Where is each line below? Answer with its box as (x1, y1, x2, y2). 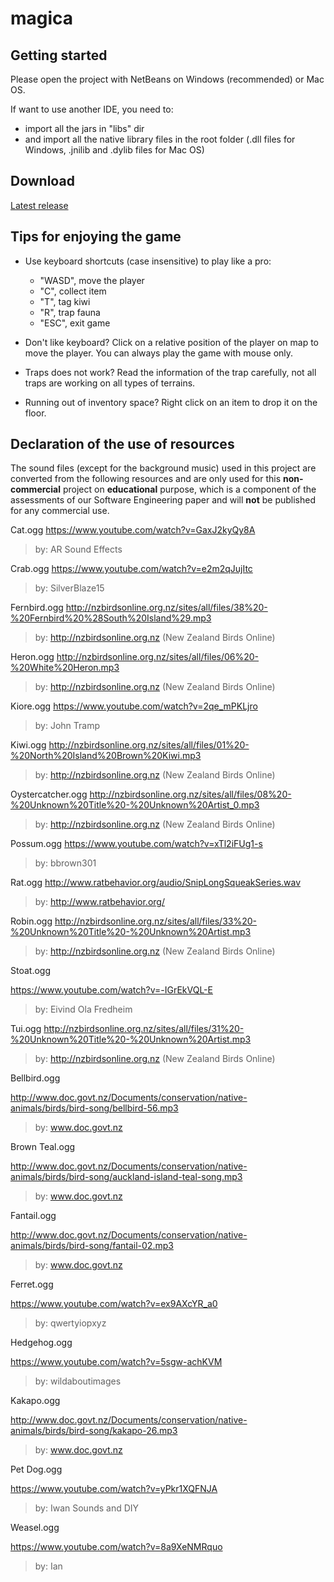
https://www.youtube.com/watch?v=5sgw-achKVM (10, 1356, 223, 1368)
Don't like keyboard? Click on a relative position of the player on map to (24, 336, 319, 348)
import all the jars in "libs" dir (24, 123, 145, 134)
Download (10, 173, 75, 190)
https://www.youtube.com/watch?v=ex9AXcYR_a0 (10, 1298, 218, 1310)
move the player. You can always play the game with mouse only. (24, 347, 294, 359)
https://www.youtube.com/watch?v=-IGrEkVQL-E (10, 984, 213, 996)
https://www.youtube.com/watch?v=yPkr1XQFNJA (10, 1483, 218, 1495)
